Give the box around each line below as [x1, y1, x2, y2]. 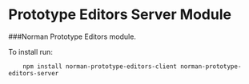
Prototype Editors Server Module [8, 6, 232, 24]
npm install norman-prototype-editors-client [22, 62, 178, 71]
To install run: [8, 47, 54, 56]
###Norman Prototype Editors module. [8, 32, 136, 41]
